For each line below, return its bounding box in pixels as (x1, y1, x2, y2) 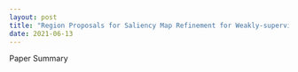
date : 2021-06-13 (9, 29, 74, 38)
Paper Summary (9, 54, 68, 64)
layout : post (9, 12, 58, 22)
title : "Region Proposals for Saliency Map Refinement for (9, 21, 232, 30)
